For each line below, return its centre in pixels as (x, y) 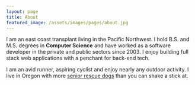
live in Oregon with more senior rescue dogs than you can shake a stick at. (97, 76)
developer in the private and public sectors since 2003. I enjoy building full (97, 52)
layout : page (22, 12)
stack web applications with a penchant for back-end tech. (78, 58)
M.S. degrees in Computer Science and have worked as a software (88, 45)
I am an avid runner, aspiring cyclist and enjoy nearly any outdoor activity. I (97, 70)
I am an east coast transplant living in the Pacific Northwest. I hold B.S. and (98, 40)
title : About (22, 17)
